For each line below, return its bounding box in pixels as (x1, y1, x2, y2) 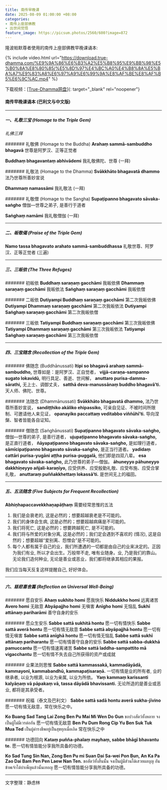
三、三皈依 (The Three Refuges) (5, 266, 72, 272)
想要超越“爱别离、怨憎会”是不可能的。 (25, 537, 104, 543)
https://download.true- (61, 55, 108, 60)
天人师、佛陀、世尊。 (5, 388, 49, 394)
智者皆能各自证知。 (13, 417, 53, 423)
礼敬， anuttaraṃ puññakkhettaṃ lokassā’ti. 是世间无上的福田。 (5, 472, 139, 477)
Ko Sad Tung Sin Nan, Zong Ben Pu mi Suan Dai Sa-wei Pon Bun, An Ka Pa (5, 753, 160, 759)
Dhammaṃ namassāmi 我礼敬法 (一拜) (5, 185, 85, 191)
